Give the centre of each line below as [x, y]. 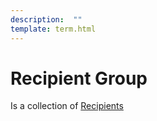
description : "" [46, 19]
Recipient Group [79, 78]
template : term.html [53, 29]
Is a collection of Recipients [67, 106]
